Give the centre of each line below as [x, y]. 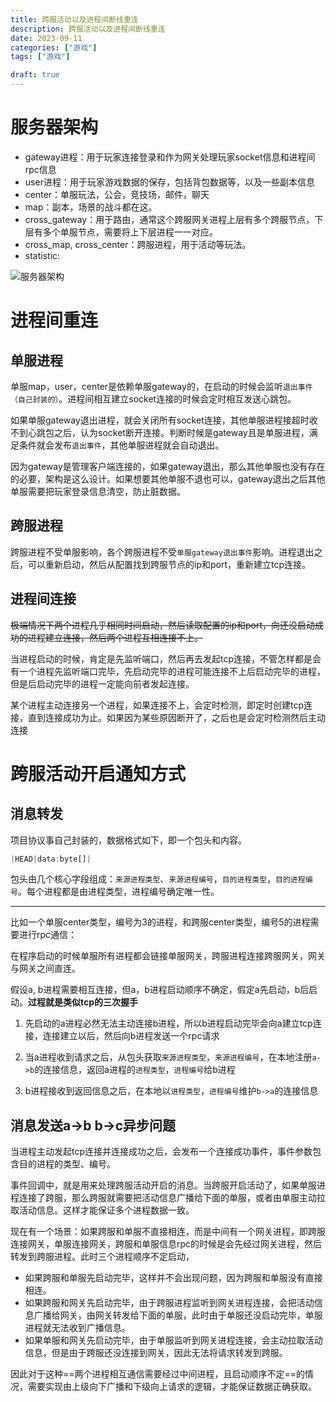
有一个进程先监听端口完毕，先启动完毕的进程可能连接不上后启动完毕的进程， [168, 671]
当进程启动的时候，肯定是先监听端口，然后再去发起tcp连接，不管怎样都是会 [166, 658]
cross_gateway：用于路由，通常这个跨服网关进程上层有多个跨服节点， [169, 219]
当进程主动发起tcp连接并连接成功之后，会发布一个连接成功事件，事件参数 [161, 1152]
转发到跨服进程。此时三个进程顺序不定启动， [102, 1257]
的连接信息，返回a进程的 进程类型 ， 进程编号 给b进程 [135, 1070]
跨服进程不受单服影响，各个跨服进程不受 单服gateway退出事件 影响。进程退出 [162, 552]
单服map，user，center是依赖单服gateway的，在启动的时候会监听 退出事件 [161, 386]
